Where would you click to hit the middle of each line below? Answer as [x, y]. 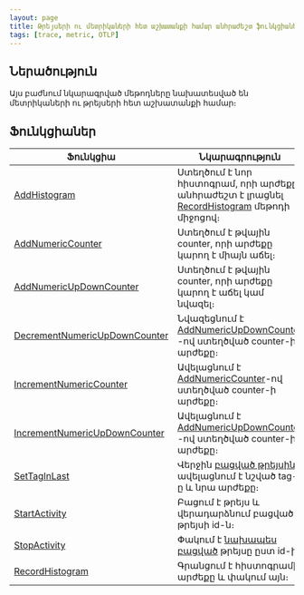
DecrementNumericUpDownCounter [91, 335]
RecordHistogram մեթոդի [233, 206]
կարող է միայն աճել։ [226, 255]
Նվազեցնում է [210, 318]
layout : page [34, 18]
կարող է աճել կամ [221, 293]
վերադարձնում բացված [235, 513]
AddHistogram [45, 195]
